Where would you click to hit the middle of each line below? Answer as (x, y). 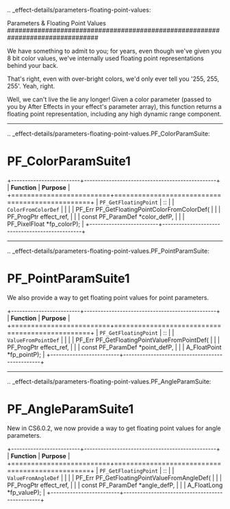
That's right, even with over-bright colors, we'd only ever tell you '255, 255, (113, 79)
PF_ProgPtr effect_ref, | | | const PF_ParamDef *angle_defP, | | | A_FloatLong (115, 485)
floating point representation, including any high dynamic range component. (114, 114)
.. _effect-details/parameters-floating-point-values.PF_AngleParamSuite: (109, 381)
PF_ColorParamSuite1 (69, 161)
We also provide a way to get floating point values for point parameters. (108, 297)
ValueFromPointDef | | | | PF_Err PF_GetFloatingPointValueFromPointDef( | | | (114, 340)
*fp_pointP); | (26, 354)
